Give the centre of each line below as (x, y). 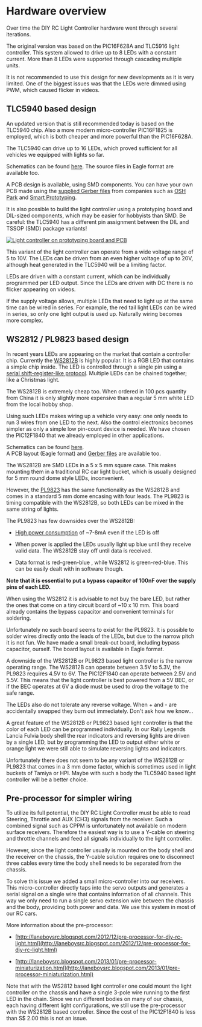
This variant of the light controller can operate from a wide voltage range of (100, 252)
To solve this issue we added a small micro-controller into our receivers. (96, 881)
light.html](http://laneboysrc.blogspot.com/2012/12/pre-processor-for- (103, 943)
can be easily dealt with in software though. (69, 569)
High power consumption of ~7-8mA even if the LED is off (87, 532)
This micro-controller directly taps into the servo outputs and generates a (97, 888)
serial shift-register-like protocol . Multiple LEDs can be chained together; (97, 373)
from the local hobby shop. (40, 404)
